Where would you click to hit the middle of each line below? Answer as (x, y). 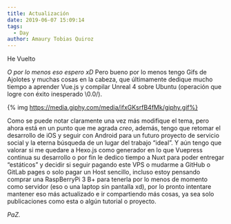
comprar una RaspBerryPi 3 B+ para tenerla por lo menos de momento (108, 179)
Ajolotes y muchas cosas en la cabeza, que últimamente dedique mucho (110, 79)
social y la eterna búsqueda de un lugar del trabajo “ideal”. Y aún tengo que (114, 143)
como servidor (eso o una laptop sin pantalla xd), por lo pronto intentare (109, 187)
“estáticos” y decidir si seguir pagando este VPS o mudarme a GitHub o (109, 165)
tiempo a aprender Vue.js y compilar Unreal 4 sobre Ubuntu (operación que (114, 87)
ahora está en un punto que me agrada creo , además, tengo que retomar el (114, 128)
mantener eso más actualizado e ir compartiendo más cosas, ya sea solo (111, 194)
